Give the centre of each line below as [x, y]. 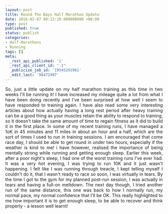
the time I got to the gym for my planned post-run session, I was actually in [84, 179]
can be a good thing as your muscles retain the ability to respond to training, [84, 115]
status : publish [22, 33]
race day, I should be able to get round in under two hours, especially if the [84, 142]
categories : [17, 38]
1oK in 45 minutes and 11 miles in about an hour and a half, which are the [84, 131]
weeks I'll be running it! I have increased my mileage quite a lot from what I [84, 94]
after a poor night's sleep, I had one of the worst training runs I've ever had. [84, 158]
